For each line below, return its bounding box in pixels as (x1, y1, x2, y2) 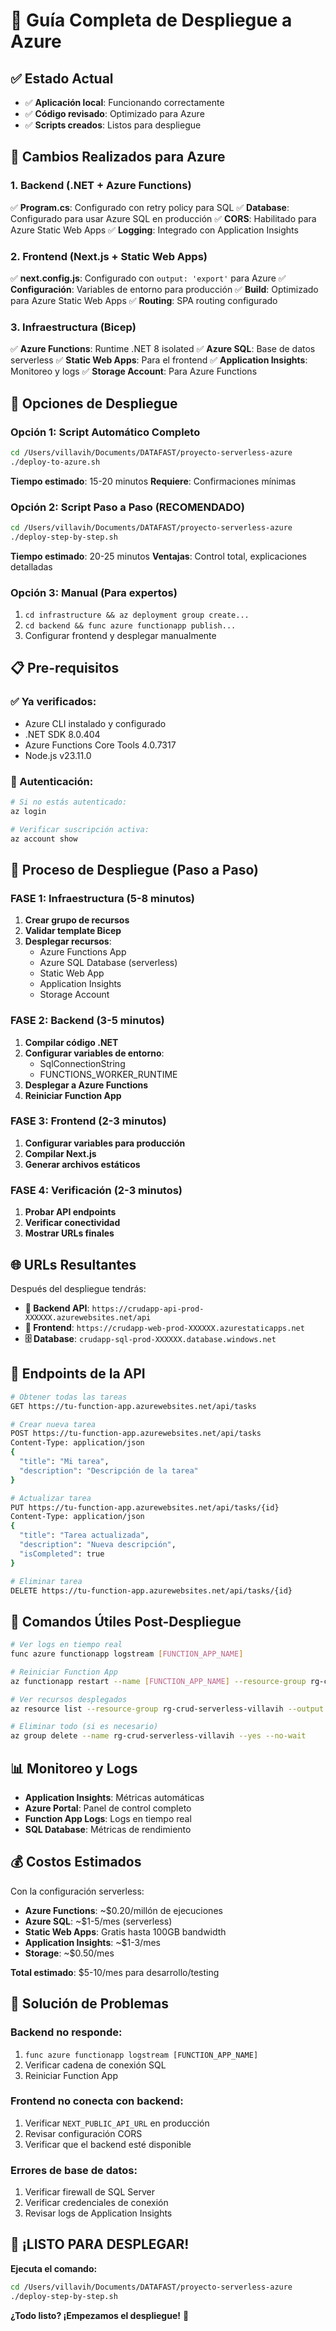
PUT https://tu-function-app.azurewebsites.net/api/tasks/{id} (10, 1502, 280, 1513)
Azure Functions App (39, 946, 127, 958)
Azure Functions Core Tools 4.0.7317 (24, 739, 177, 751)
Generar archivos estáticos (24, 1158, 141, 1170)
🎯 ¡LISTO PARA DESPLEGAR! (10, 2236, 190, 2253)
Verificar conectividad (24, 1217, 121, 1229)
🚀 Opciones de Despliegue (10, 395, 178, 412)
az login (10, 806, 47, 816)
